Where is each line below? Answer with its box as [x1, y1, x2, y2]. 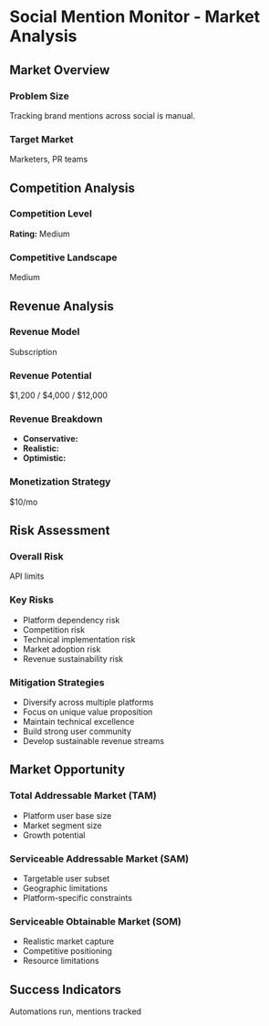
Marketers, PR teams [9, 153, 88, 165]
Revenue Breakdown [9, 413, 103, 425]
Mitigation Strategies [9, 675, 105, 688]
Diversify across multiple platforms [22, 696, 154, 708]
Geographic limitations [22, 883, 108, 894]
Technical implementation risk [22, 633, 136, 644]
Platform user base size [22, 810, 112, 821]
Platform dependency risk [22, 614, 120, 625]
